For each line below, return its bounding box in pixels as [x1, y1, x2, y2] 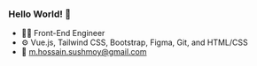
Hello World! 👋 [8, 8, 72, 20]
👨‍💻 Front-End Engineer [20, 28, 105, 39]
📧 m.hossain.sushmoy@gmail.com [20, 47, 147, 57]
